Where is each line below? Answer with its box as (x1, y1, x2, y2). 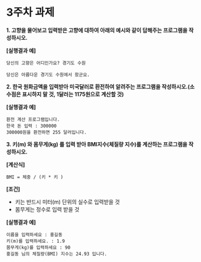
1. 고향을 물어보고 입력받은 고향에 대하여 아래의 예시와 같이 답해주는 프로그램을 (6, 27, 188, 34)
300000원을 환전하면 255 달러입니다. (6, 129, 87, 136)
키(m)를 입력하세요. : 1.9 (6, 238, 65, 244)
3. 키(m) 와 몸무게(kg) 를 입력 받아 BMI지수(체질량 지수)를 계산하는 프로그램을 (6, 140, 188, 148)
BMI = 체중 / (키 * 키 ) (6, 174, 64, 180)
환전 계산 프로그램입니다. (6, 116, 60, 122)
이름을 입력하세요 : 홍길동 (6, 231, 63, 238)
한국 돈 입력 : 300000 (6, 123, 57, 129)
